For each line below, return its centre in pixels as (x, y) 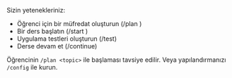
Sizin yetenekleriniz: (36, 10)
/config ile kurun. (32, 67)
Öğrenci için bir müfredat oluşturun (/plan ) (79, 24)
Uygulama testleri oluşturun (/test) (67, 39)
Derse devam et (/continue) (57, 46)
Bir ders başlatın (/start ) (52, 31)
